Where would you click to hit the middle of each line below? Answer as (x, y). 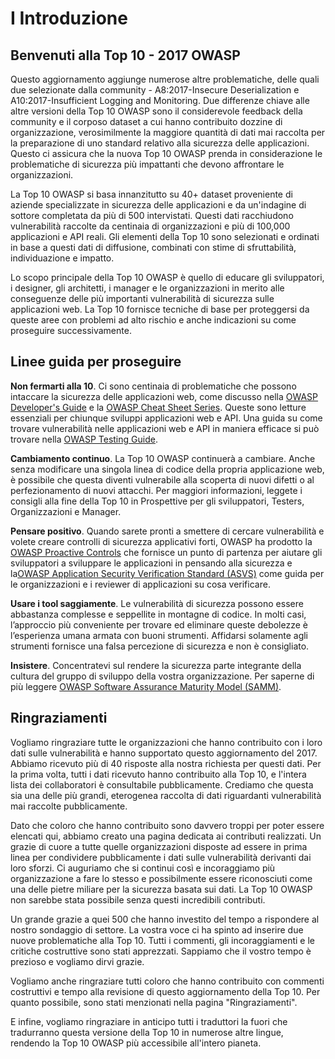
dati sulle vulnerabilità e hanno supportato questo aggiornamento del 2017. (164, 753)
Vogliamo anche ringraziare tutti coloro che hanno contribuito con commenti (167, 981)
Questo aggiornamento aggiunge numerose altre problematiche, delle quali (165, 79)
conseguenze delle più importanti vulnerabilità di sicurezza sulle (142, 298)
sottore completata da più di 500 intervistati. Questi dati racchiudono (152, 215)
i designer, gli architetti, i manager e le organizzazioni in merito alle (147, 288)
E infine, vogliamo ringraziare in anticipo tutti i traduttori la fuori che (149, 1021)
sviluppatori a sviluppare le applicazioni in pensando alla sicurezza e (151, 563)
